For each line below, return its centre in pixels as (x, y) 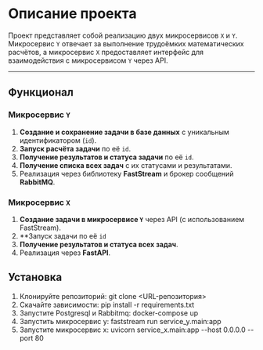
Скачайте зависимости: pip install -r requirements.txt (107, 304)
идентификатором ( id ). (58, 140)
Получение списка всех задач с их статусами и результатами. (126, 165)
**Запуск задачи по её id (63, 235)
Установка (35, 277)
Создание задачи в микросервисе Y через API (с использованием (132, 219)
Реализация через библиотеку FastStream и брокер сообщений (126, 173)
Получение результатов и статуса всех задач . (99, 244)
